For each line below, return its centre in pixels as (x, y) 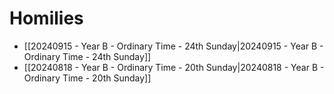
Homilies (46, 18)
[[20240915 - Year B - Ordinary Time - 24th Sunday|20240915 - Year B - (173, 46)
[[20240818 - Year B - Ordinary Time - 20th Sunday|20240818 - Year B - (174, 67)
